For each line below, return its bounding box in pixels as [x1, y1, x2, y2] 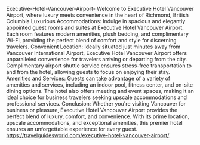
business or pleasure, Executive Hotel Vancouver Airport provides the [6, 107, 178, 113]
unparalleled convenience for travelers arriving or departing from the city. [6, 56, 187, 63]
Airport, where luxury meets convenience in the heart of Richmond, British [6, 11, 189, 18]
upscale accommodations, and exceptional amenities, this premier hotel [6, 119, 183, 126]
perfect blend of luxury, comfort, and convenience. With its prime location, [6, 113, 190, 120]
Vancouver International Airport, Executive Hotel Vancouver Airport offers [6, 50, 187, 56]
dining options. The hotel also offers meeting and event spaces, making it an [6, 88, 194, 94]
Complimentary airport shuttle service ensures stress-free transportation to [6, 62, 192, 69]
